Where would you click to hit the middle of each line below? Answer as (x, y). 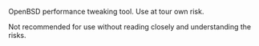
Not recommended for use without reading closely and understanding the (129, 27)
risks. (17, 35)
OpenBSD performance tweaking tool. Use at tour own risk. (106, 11)
